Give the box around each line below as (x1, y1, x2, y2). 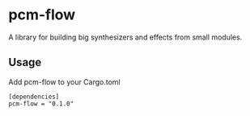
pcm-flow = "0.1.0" (8, 99, 74, 108)
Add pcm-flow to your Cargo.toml (8, 77, 121, 86)
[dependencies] (8, 93, 60, 101)
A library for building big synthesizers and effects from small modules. (8, 32, 243, 42)
